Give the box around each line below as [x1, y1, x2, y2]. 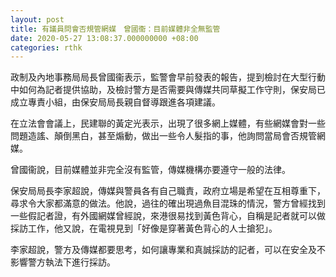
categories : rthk [10, 42, 83, 53]
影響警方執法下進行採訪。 [10, 256, 116, 268]
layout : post [10, 14, 65, 25]
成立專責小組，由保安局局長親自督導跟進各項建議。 [10, 96, 221, 108]
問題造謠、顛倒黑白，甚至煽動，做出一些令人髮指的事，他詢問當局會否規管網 [10, 130, 326, 142]
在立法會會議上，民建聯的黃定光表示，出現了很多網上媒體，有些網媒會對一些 [10, 117, 326, 130]
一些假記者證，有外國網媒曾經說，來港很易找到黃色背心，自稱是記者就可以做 [10, 210, 326, 222]
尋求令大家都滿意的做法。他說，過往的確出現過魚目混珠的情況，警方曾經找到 [10, 197, 326, 210]
